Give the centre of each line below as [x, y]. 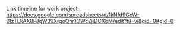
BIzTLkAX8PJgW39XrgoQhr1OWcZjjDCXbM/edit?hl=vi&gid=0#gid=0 [90, 21]
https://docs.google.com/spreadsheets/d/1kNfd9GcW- [73, 15]
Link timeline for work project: [42, 9]
